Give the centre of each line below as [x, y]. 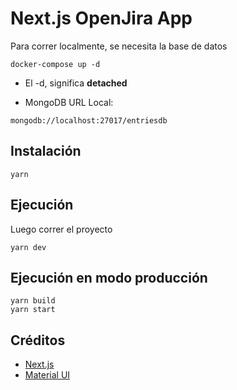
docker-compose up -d [55, 64]
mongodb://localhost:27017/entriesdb [89, 120]
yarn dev [28, 247]
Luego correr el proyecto [61, 229]
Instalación [46, 151]
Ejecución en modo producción [109, 277]
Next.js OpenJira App [101, 18]
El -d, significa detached [76, 83]
